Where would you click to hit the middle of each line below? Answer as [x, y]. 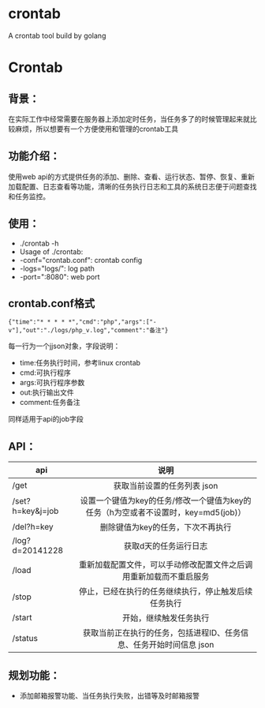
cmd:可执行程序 [45, 373]
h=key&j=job [35, 511]
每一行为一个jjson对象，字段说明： [64, 346]
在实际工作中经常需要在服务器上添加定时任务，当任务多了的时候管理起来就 [129, 118]
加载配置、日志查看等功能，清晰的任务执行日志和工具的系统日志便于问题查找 [132, 186]
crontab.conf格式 [52, 303]
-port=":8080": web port [60, 276]
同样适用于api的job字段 [46, 419]
